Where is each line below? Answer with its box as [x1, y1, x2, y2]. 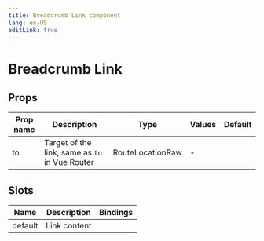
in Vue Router [44, 157, 94, 168]
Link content [46, 221, 92, 232]
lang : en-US [8, 19, 47, 27]
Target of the [44, 137, 92, 148]
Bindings [99, 207, 134, 218]
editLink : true [8, 26, 58, 34]
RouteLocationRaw [112, 147, 183, 158]
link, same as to [44, 147, 102, 158]
